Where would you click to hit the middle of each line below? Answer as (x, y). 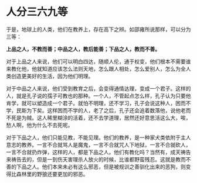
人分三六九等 (37, 12)
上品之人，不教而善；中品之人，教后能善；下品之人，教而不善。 (83, 49)
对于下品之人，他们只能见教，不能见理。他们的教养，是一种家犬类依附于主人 (98, 137)
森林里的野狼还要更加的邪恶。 (52, 174)
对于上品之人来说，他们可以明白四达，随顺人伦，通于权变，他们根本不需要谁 (98, 61)
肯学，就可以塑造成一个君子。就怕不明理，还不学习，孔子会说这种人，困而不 (98, 103)
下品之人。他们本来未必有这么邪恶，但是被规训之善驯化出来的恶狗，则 (101, 167)
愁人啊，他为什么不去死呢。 (40, 125)
